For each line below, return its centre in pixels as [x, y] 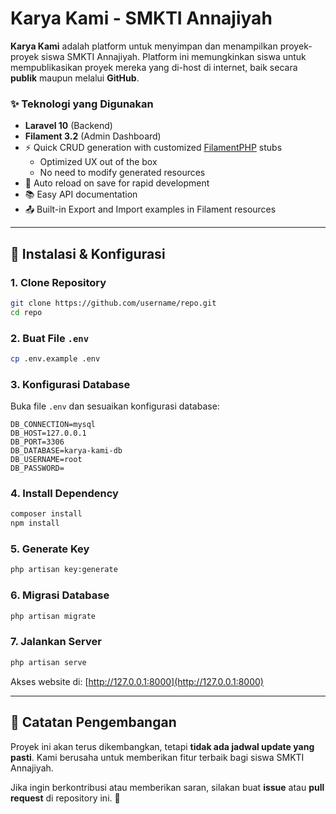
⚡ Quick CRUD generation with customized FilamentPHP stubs [153, 148]
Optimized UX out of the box [98, 162]
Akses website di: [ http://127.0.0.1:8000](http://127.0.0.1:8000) [137, 681]
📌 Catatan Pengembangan [93, 722]
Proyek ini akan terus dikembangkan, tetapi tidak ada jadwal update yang [162, 746]
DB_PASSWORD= [37, 468]
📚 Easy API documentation [81, 194]
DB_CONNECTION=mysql [53, 425]
